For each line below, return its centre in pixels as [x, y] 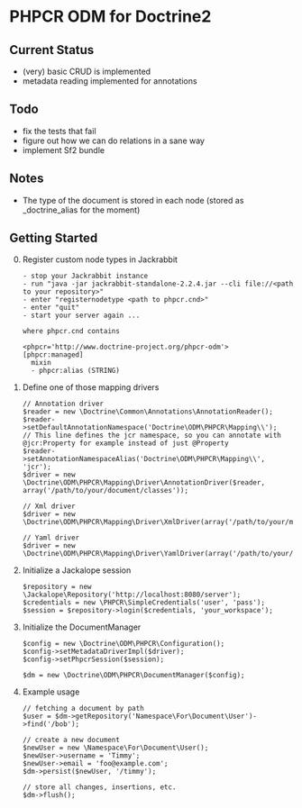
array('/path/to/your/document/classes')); [105, 491]
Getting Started [54, 238]
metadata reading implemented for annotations [110, 81]
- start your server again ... [81, 316]
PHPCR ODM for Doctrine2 [110, 17]
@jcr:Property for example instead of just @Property [125, 443]
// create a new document [71, 740]
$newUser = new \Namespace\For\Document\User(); [115, 748]
